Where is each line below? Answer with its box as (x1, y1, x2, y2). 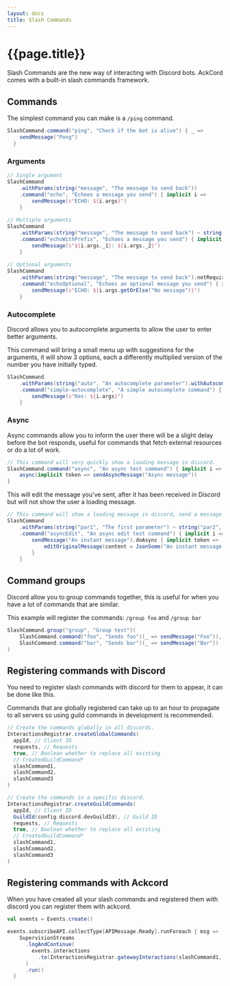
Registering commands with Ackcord (7, 877, 169, 889)
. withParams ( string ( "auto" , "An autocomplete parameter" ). (19, 380, 192, 387)
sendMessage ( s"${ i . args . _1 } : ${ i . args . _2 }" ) (31, 242, 161, 249)
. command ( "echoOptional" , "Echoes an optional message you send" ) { (19, 281, 219, 288)
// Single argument (7, 172, 63, 179)
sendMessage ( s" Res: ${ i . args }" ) (31, 393, 125, 400)
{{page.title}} (7, 46, 86, 62)
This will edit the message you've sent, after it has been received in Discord (7, 490, 220, 498)
